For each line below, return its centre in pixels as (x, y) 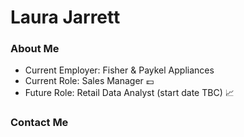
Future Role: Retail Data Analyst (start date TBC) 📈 (129, 93)
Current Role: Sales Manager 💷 (89, 81)
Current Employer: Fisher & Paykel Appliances (119, 70)
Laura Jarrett (65, 17)
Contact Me (39, 123)
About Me (35, 49)
